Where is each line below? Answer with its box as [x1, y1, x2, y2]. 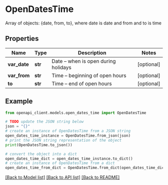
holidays [51, 64, 71, 71]
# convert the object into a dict [5, 151, 77, 157]
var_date [7, 61, 29, 68]
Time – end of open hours [51, 80, 112, 87]
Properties [5, 34, 39, 43]
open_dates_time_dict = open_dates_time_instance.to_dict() [5, 156, 133, 161]
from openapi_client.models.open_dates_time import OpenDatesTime [5, 110, 146, 115]
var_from [7, 72, 30, 79]
